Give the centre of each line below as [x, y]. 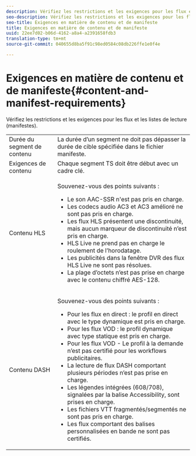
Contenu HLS [27, 233]
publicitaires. [85, 358]
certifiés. [79, 438]
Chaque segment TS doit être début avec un [118, 163]
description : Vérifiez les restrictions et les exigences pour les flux [96, 11]
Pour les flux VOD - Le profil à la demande [125, 343]
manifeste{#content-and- [85, 91]
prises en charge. [91, 402]
